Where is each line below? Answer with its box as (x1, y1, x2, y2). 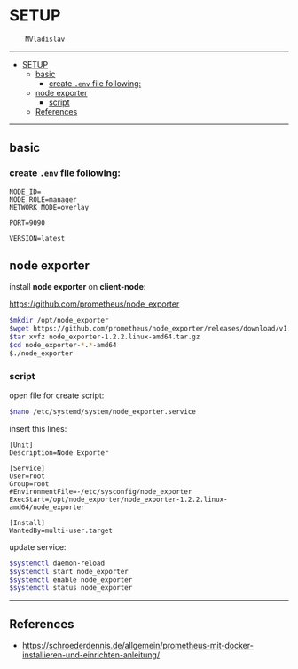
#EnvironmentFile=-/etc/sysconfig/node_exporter (9, 487, 192, 496)
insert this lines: (9, 423, 67, 434)
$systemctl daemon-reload (9, 559, 105, 568)
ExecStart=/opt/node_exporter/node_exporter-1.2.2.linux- (9, 495, 228, 504)
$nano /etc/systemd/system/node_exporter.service (9, 407, 197, 416)
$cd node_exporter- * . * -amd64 (9, 340, 117, 349)
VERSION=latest (9, 234, 66, 243)
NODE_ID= (9, 187, 42, 196)
